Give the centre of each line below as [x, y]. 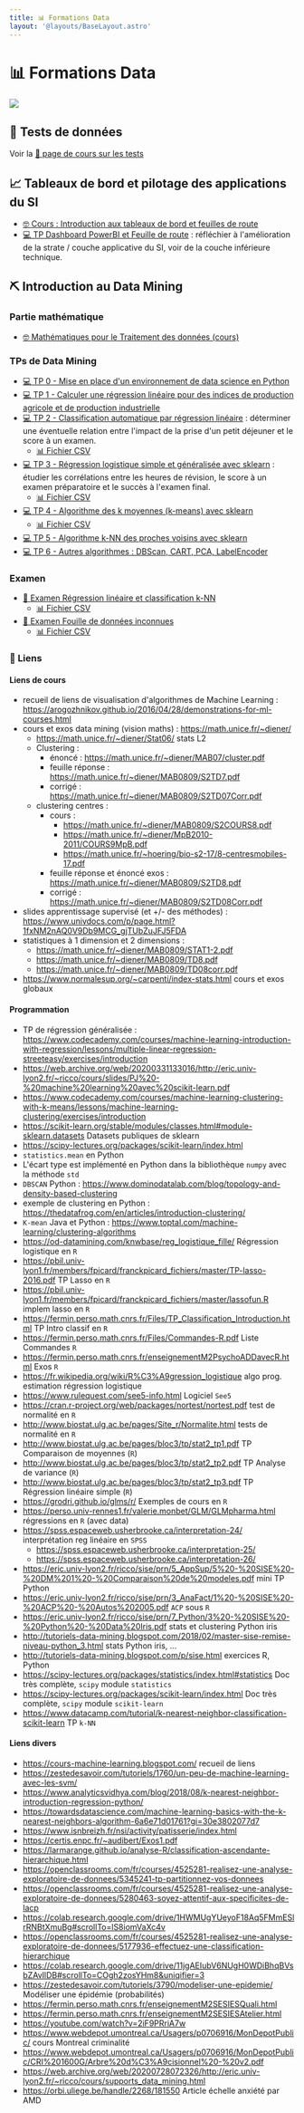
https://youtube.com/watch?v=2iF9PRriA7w [104, 2023]
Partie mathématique [57, 317]
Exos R [46, 1366]
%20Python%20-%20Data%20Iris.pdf [95, 1626]
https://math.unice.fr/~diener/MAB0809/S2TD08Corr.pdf [156, 902]
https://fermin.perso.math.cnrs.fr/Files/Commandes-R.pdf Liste [141, 1338]
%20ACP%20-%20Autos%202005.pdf [95, 1607]
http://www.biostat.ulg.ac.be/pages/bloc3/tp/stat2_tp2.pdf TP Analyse [154, 1463]
